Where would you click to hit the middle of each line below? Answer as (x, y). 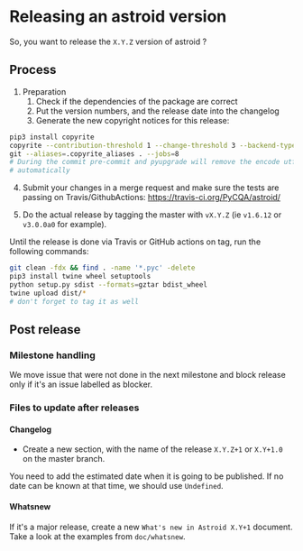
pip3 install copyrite (52, 137)
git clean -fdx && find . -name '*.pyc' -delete (102, 268)
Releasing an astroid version (118, 17)
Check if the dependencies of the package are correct (137, 101)
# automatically (40, 170)
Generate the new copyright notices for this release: (133, 120)
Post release (45, 330)
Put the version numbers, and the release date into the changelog (157, 111)
